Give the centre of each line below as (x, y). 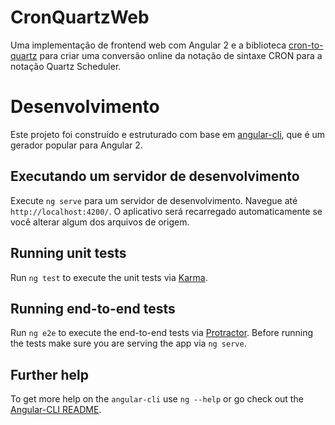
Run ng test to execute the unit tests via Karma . (109, 277)
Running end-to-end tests (93, 308)
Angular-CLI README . (56, 410)
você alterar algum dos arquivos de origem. (100, 222)
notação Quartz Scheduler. (66, 66)
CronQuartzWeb (80, 17)
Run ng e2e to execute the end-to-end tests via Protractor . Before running (162, 333)
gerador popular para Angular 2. (76, 145)
